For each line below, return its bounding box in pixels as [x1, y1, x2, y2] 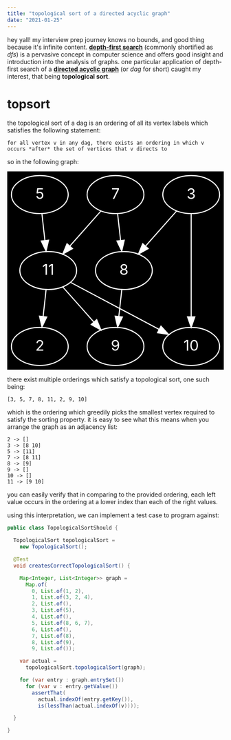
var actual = [19, 658, 57, 665]
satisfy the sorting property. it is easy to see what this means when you [7, 415, 210, 424]
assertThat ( [32, 689, 67, 697]
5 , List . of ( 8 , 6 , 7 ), [32, 619, 94, 626]
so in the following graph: [7, 158, 79, 166]
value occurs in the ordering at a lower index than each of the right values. [7, 498, 218, 506]
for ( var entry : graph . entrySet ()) [19, 677, 125, 683]
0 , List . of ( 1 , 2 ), [32, 588, 85, 594]
